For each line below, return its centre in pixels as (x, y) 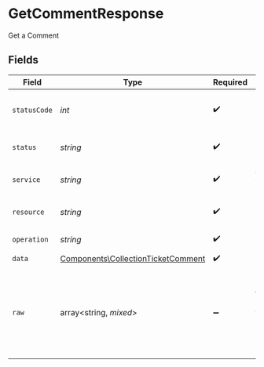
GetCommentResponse (86, 14)
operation (30, 239)
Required (230, 82)
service (26, 180)
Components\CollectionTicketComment (133, 259)
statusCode (32, 110)
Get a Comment (34, 35)
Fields (24, 60)
